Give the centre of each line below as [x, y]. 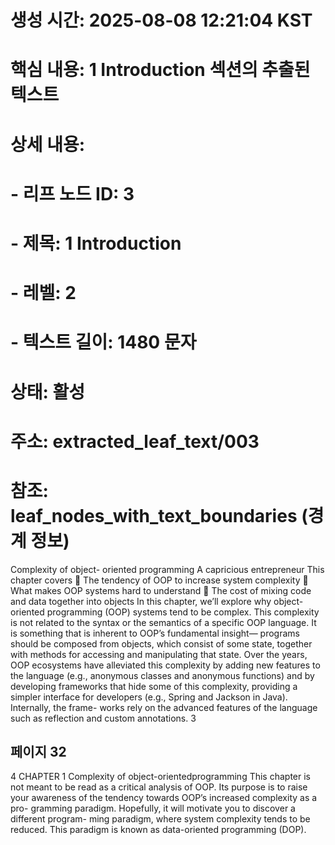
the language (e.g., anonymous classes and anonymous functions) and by [162, 675]
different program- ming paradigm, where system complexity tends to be [160, 819]
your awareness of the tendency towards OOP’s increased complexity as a [164, 798]
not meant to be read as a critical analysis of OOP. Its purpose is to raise [159, 787]
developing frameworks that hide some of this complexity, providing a [154, 686]
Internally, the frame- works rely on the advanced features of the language [164, 707]
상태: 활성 [48, 392]
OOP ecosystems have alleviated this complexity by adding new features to [165, 665]
